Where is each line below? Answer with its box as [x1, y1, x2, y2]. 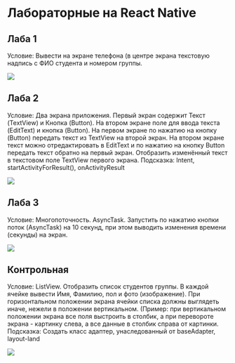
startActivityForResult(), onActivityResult [7, 163, 125, 171]
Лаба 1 [7, 33, 37, 45]
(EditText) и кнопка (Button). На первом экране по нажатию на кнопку [7, 126, 217, 134]
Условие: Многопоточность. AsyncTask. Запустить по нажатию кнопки [7, 216, 220, 224]
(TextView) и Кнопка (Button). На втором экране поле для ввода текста [7, 118, 220, 127]
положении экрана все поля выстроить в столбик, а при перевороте [7, 312, 214, 321]
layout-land [7, 335, 41, 343]
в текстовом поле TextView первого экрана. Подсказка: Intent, [7, 156, 195, 164]
